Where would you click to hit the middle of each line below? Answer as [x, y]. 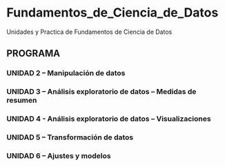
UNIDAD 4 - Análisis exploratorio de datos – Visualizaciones [109, 119]
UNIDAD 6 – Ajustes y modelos [59, 155]
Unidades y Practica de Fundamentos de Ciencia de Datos [89, 32]
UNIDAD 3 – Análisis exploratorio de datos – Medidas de [101, 92]
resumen [22, 100]
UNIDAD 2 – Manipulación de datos [66, 73]
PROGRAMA [33, 53]
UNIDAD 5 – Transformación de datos [70, 137]
